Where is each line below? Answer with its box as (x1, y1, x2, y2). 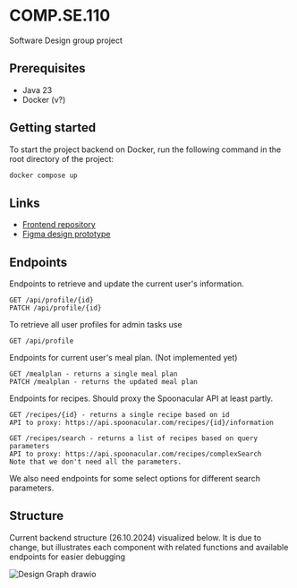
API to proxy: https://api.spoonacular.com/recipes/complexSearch (9, 449, 262, 459)
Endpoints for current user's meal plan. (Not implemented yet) (9, 353, 238, 363)
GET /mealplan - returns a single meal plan (9, 370, 178, 379)
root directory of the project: (9, 153, 115, 164)
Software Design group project (9, 35, 123, 46)
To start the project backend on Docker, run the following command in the (9, 144, 282, 155)
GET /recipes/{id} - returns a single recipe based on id (9, 411, 230, 420)
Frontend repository (21, 219, 96, 230)
